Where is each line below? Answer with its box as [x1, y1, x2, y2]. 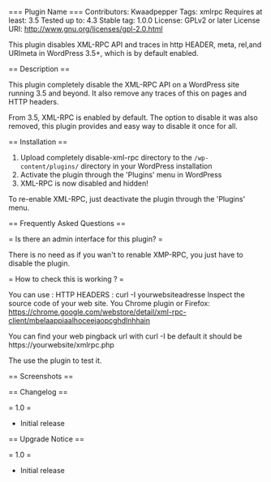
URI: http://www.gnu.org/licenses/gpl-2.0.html [8, 24, 163, 33]
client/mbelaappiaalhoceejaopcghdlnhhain [8, 316, 150, 325]
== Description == [8, 64, 71, 74]
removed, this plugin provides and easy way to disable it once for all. [8, 122, 238, 130]
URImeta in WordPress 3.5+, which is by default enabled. [8, 49, 199, 58]
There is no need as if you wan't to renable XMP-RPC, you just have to [8, 250, 243, 259]
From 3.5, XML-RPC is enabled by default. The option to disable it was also [8, 113, 258, 122]
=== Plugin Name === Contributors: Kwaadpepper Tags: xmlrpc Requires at [8, 7, 263, 16]
